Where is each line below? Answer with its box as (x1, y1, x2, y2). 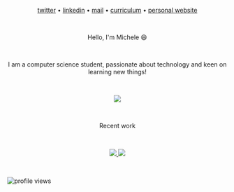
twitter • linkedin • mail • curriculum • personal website (37, 6, 198, 14)
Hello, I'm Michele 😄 (87, 33, 148, 41)
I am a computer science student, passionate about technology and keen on (8, 60, 227, 69)
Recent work (98, 122, 136, 130)
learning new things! (88, 68, 147, 76)
